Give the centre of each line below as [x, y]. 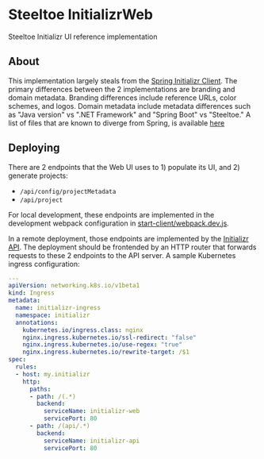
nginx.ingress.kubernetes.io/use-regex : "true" [102, 345]
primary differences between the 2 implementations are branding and [122, 89]
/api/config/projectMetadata [68, 191]
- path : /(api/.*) [59, 426]
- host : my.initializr [53, 374]
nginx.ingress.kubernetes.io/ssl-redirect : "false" [109, 337]
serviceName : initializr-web [92, 411]
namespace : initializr [53, 315]
